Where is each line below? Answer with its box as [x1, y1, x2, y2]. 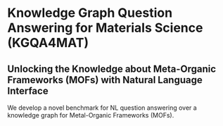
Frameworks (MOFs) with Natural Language [7, 74, 203, 86]
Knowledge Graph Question [7, 5, 173, 21]
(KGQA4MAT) [7, 35, 89, 51]
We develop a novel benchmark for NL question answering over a [7, 103, 197, 112]
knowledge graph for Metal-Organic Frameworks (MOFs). [7, 111, 174, 119]
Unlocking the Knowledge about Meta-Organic [7, 63, 217, 75]
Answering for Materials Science [7, 20, 203, 36]
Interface [7, 84, 49, 96]
